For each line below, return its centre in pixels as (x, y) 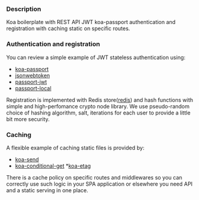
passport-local (33, 88)
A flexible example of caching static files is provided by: (75, 148)
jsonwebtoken (32, 75)
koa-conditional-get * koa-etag (53, 166)
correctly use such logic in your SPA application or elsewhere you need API (99, 184)
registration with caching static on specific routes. (68, 28)
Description (24, 9)
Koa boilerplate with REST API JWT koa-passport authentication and (91, 22)
